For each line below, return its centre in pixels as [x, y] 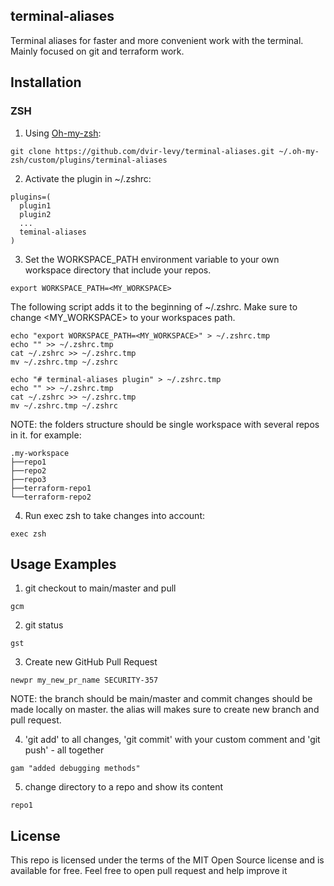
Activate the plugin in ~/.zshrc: [88, 178]
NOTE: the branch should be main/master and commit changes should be [161, 699]
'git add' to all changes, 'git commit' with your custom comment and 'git [172, 740]
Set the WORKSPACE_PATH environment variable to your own [152, 259]
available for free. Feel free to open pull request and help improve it [149, 871]
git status [44, 625]
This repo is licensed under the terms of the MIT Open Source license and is [167, 860]
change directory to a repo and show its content [123, 787]
